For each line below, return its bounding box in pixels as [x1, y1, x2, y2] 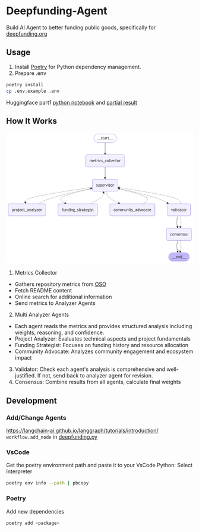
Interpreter [6, 468, 33, 475]
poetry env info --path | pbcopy [6, 480, 89, 486]
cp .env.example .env [6, 88, 60, 94]
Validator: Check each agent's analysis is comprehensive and [14, 366, 166, 373]
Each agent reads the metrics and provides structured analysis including [14, 323, 192, 330]
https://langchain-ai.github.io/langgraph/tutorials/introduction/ [6, 427, 159, 435]
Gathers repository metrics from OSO [14, 281, 107, 288]
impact [14, 354, 32, 361]
